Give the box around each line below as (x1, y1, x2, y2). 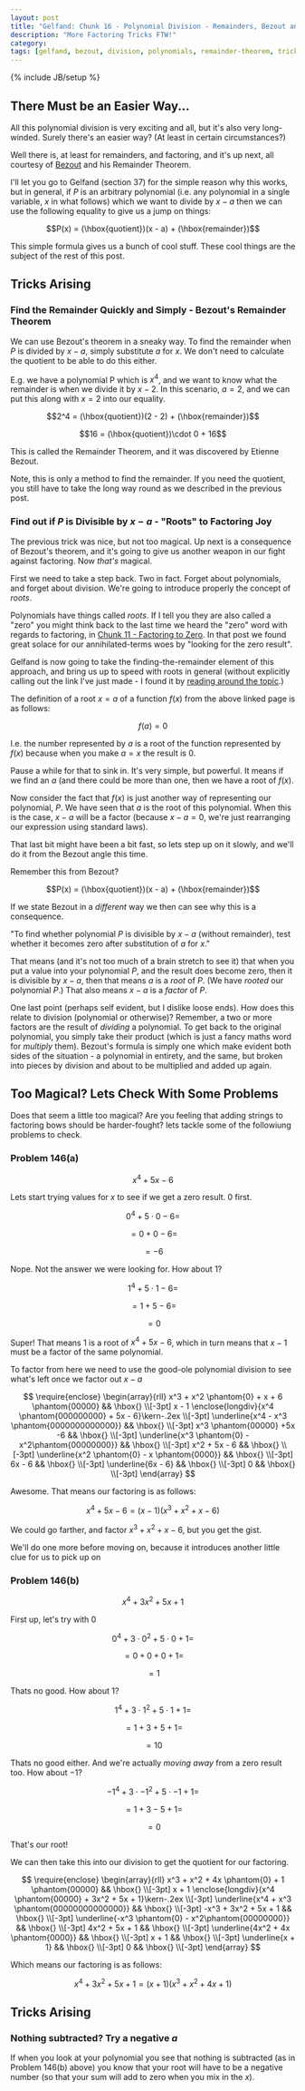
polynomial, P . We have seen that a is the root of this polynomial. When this (10, 802, 292, 813)
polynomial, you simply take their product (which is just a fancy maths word (10, 1031, 292, 1041)
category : (10, 38, 48, 48)
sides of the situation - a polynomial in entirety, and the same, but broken (10, 1050, 283, 1061)
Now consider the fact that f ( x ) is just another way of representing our (10, 792, 272, 803)
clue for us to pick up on (10, 1551, 101, 1562)
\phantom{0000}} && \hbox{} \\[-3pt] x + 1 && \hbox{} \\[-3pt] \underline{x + (10, 1931, 296, 1942)
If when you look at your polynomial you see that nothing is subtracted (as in (10, 2052, 296, 2063)
